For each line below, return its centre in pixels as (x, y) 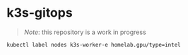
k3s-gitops (40, 13)
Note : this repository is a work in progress (85, 32)
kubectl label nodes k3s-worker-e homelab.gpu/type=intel (94, 45)
